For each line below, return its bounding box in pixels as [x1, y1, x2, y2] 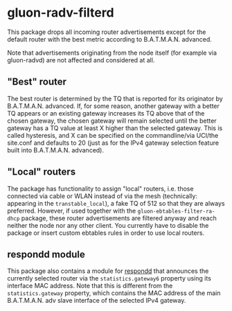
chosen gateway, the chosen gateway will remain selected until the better [7, 116, 217, 125]
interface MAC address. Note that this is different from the [7, 282, 173, 290]
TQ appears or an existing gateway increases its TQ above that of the [7, 109, 205, 117]
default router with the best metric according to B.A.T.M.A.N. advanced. [7, 35, 213, 43]
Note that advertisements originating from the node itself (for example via [7, 48, 217, 57]
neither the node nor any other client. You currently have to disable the [7, 221, 209, 229]
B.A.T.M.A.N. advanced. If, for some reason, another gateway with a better [7, 102, 220, 110]
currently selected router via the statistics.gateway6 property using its [7, 274, 211, 283]
